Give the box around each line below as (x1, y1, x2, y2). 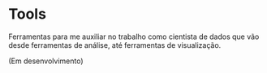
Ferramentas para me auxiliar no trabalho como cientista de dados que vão (8, 32, 260, 41)
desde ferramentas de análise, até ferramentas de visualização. (8, 40, 222, 49)
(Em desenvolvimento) (8, 56, 84, 66)
